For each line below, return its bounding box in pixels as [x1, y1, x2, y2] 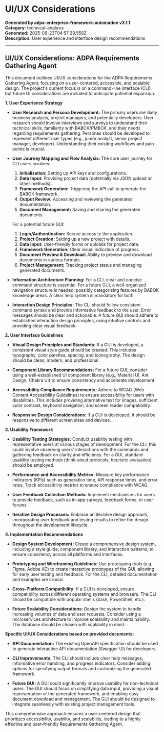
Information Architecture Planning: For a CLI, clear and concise [12, 277, 142, 282]
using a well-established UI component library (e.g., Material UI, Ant [12, 372, 149, 378]
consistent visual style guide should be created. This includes [12, 347, 137, 353]
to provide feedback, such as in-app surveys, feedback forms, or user [12, 497, 153, 503]
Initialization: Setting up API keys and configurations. [19, 170, 127, 176]
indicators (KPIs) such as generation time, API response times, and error [12, 477, 158, 482]
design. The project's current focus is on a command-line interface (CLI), [5, 85, 152, 91]
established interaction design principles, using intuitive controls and [12, 317, 150, 323]
